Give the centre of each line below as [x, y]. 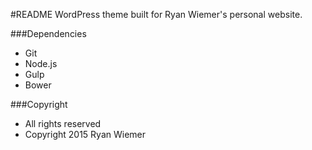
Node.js [41, 63]
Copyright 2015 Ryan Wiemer [85, 134]
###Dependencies [48, 33]
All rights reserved [63, 123]
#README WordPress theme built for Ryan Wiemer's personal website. [156, 14]
